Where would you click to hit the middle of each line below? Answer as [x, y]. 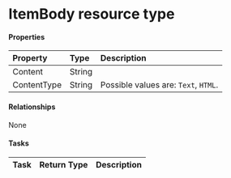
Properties [27, 36]
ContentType [37, 85]
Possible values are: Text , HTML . [159, 85]
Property [30, 58]
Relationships [32, 107]
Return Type [64, 164]
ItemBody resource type [92, 14]
